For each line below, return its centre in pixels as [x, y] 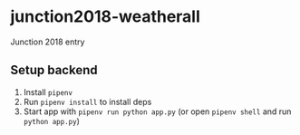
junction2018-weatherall [105, 17]
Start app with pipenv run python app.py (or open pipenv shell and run [157, 111]
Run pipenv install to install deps [87, 101]
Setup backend [54, 70]
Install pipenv [48, 92]
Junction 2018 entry [48, 42]
